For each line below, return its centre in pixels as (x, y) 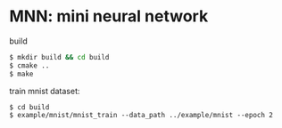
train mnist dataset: (45, 91)
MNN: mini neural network (109, 16)
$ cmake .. (29, 65)
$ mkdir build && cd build (59, 57)
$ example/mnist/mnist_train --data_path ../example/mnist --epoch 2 (141, 115)
